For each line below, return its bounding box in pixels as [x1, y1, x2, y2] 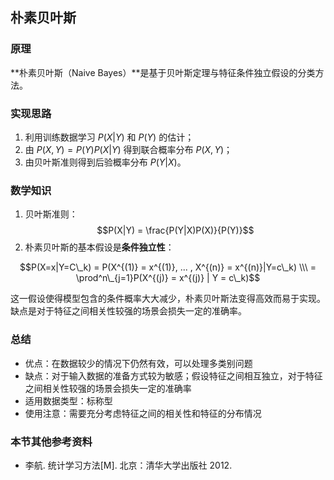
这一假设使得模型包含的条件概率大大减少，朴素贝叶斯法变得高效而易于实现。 [10, 293, 326, 305]
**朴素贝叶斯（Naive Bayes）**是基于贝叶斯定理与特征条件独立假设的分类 [10, 66, 316, 78]
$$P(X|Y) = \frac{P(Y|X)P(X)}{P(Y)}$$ [96, 224, 255, 237]
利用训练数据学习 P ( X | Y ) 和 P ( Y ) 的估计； [24, 131, 195, 143]
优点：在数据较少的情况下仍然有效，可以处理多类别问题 [24, 357, 253, 369]
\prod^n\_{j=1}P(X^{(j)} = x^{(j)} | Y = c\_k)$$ [75, 272, 261, 284]
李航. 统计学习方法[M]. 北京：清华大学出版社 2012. [24, 459, 233, 471]
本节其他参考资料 [10, 434, 93, 448]
